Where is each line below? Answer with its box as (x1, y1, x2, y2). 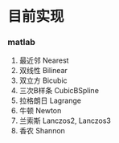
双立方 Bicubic (18, 76, 68, 85)
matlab (7, 37, 35, 48)
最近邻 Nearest (18, 55, 69, 65)
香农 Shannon (18, 126, 66, 136)
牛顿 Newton (18, 106, 62, 116)
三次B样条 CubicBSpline (18, 86, 100, 96)
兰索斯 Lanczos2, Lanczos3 (18, 116, 112, 125)
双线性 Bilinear (18, 66, 68, 76)
